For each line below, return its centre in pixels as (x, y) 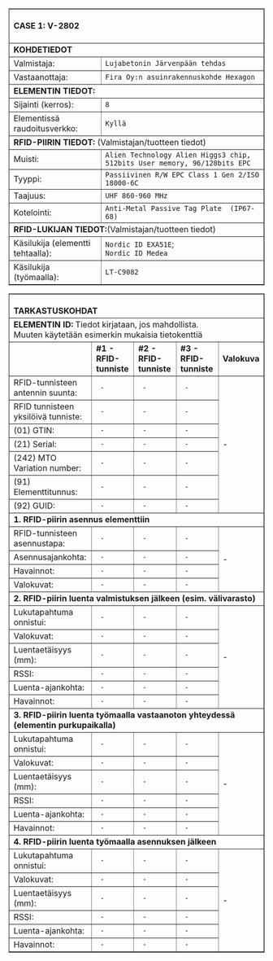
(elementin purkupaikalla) (65, 725)
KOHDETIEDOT (43, 50)
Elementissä (37, 118)
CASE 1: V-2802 (46, 26)
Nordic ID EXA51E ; (140, 244)
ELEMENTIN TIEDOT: (54, 91)
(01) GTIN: (34, 430)
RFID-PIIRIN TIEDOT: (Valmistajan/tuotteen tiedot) (110, 142)
